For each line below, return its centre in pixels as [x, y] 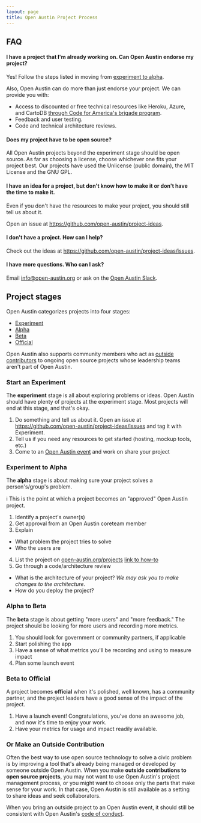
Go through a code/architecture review [63, 566]
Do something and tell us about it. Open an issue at [78, 420]
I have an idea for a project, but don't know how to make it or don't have [97, 186]
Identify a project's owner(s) [50, 517]
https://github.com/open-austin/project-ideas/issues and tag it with [98, 426]
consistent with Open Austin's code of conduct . [65, 814]
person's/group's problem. [39, 487]
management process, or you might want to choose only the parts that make [101, 783]
